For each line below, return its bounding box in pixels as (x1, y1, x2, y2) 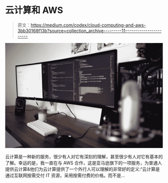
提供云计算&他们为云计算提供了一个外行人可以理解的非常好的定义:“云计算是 (5, 166, 160, 172)
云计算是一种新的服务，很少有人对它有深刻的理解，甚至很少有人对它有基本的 (5, 153, 163, 159)
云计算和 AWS (5, 4, 63, 16)
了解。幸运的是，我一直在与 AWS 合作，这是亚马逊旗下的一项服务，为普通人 (5, 159, 162, 165)
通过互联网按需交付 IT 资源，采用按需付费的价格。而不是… (5, 172, 125, 178)
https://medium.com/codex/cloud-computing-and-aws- (30, 22, 146, 28)
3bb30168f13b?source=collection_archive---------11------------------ (17, 27, 161, 33)
